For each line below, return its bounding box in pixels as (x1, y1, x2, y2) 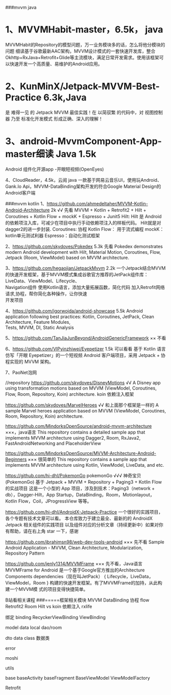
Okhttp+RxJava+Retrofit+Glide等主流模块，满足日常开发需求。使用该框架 (5, 54, 159, 60)
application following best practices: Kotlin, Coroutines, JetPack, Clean (5, 314, 155, 320)
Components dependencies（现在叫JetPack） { (5, 573, 106, 579)
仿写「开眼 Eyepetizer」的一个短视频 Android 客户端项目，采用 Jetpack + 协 (5, 352, 166, 358)
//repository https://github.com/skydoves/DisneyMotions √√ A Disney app (5, 379, 161, 386)
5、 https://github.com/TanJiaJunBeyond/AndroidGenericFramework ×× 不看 (5, 334, 166, 341)
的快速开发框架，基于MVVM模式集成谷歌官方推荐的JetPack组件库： (5, 271, 149, 277)
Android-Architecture (5, 207, 50, 213)
